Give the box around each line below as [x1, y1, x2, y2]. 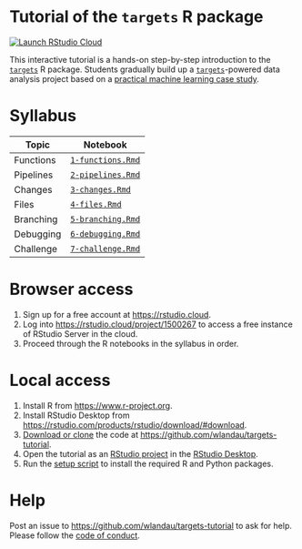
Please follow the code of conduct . [9, 530, 141, 541]
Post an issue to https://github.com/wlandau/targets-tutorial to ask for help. [9, 520, 293, 531]
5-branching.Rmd [69, 214, 141, 224]
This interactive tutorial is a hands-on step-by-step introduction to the [9, 54, 271, 65]
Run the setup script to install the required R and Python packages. [22, 458, 274, 469]
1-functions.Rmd [69, 155, 141, 165]
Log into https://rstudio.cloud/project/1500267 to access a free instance [22, 319, 293, 330]
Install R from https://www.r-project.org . [22, 400, 173, 411]
